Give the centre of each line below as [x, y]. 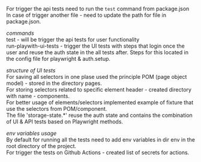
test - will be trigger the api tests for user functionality [73, 39]
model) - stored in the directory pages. [54, 83]
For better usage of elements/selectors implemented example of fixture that [100, 102]
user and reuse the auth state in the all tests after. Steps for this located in [97, 52]
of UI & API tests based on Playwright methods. [65, 122]
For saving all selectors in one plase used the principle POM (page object [97, 77]
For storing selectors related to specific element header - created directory [99, 89]
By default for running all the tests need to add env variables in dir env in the [100, 140]
